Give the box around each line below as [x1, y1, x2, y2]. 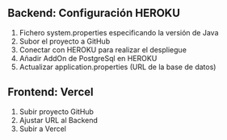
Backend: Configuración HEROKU [7, 6, 181, 20]
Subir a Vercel [19, 124, 66, 134]
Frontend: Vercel [7, 85, 94, 99]
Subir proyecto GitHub [19, 106, 95, 116]
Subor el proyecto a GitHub [19, 36, 111, 46]
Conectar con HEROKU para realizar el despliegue [19, 44, 187, 55]
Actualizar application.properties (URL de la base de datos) [19, 62, 216, 72]
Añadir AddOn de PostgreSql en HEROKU [19, 53, 158, 63]
